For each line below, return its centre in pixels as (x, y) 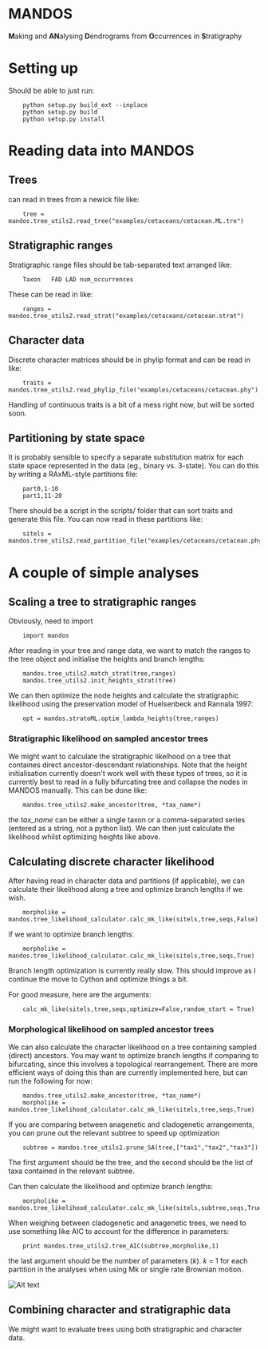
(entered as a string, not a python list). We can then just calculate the (122, 828)
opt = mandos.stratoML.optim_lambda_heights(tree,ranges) (121, 719)
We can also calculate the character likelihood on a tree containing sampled (133, 1047)
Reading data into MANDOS (101, 151)
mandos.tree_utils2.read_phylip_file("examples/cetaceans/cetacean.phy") (134, 390)
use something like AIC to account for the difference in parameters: (119, 1231)
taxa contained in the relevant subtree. (72, 1171)
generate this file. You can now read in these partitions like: (106, 519)
